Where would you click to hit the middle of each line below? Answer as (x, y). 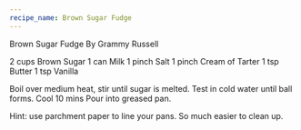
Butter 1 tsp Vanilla (44, 71)
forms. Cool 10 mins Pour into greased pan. (90, 98)
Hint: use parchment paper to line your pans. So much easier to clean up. (146, 115)
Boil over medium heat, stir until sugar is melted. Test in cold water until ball (151, 88)
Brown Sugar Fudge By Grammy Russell (84, 44)
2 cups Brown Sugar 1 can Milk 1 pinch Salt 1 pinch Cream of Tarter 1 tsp (144, 61)
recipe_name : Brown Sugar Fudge (70, 18)
